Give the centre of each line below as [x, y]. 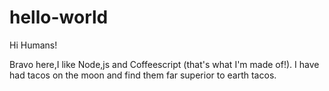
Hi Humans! [33, 45]
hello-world [59, 17]
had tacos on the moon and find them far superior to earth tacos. [143, 75]
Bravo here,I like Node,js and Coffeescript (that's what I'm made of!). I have [164, 64]
